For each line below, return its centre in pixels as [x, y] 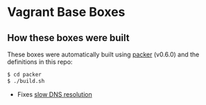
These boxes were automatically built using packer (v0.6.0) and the [103, 54]
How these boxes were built [68, 38]
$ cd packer [24, 74]
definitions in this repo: [40, 62]
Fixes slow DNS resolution [54, 94]
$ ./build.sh [26, 81]
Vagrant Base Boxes [66, 12]
